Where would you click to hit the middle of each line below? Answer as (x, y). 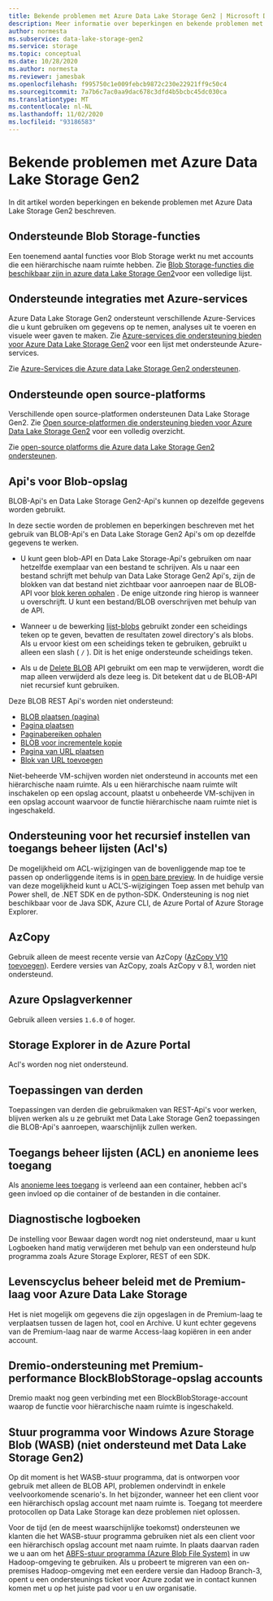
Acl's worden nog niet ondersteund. (68, 1064)
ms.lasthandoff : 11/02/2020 (56, 115)
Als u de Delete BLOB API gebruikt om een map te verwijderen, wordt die (142, 668)
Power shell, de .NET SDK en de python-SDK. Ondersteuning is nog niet (129, 894)
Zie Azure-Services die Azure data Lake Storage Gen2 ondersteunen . (125, 369)
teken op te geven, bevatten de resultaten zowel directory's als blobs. (137, 635)
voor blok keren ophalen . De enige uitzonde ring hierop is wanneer (146, 593)
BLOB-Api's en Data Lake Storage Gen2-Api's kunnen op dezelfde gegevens (136, 501)
